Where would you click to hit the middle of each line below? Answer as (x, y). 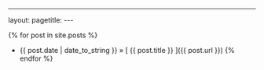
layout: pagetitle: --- (41, 20)
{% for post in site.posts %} (53, 35)
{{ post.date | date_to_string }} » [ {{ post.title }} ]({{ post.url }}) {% (127, 50)
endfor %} (36, 58)
